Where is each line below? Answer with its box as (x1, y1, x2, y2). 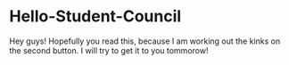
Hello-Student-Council (9, 6, 182, 27)
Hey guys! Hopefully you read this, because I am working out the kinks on (9, 36, 281, 46)
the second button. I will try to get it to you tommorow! (9, 45, 209, 55)
